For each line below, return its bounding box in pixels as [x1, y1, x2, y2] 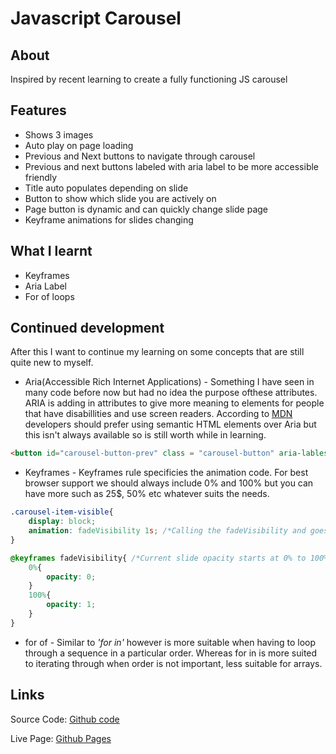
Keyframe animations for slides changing [24, 213, 194, 226]
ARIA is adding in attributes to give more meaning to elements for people [24, 397, 325, 409]
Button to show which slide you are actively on [24, 192, 217, 204]
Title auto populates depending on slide [24, 182, 189, 194]
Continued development [10, 320, 165, 337]
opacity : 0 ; [46, 572, 97, 582]
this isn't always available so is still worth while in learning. [24, 429, 267, 441]
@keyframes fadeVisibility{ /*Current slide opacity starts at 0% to [10, 553, 307, 563]
